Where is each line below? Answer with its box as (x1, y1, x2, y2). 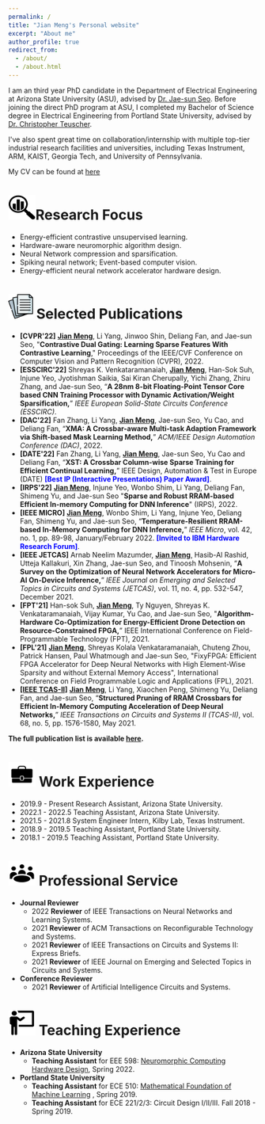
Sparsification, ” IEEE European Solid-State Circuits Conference (19, 398, 228, 408)
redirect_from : (8, 46, 59, 55)
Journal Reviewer (19, 897, 79, 907)
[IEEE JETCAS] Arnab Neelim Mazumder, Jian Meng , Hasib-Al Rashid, (19, 550, 249, 559)
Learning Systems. (31, 915, 93, 924)
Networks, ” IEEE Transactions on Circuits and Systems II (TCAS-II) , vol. (19, 710, 255, 719)
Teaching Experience (38, 1021, 181, 1039)
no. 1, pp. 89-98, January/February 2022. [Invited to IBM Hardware (19, 533, 240, 543)
